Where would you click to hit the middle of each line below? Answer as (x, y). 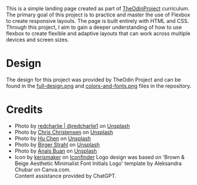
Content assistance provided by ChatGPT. (65, 176)
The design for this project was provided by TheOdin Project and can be (94, 79)
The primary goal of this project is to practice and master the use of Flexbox (98, 15)
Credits (24, 110)
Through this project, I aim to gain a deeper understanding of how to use (94, 27)
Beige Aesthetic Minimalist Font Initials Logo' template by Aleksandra (98, 163)
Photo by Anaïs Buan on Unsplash (56, 151)
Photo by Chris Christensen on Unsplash (64, 132)
